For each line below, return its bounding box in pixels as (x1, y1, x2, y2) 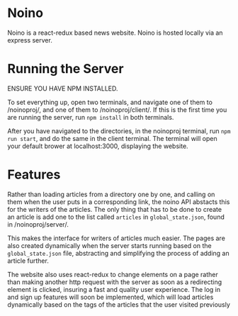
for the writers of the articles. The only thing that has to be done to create (7, 205, 222, 213)
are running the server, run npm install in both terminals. (7, 113, 174, 121)
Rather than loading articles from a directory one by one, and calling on (7, 190, 215, 198)
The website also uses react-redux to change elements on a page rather (7, 270, 218, 278)
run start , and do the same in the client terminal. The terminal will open (7, 134, 217, 142)
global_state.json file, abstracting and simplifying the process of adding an (7, 249, 229, 257)
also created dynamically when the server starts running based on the (7, 241, 212, 249)
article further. (7, 256, 50, 265)
